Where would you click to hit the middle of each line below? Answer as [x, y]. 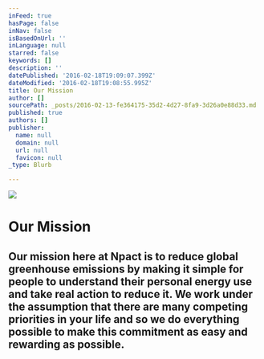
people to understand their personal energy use [130, 281]
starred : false [34, 53]
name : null [34, 135]
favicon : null [39, 157]
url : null [32, 150]
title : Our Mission [41, 90]
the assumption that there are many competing [128, 306]
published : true [35, 113]
